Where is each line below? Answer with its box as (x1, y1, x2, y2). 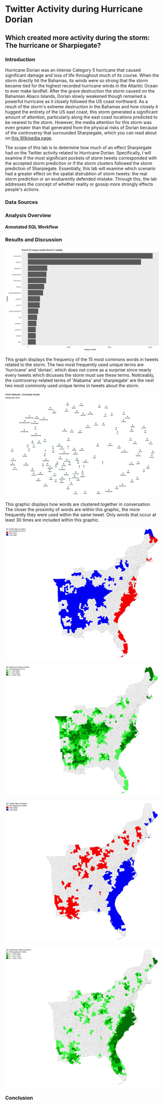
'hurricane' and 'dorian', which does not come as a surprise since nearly (5, 367, 152, 373)
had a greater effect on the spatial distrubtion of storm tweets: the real (5, 171, 147, 177)
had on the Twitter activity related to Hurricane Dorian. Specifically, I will (5, 150, 151, 155)
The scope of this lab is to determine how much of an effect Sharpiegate (5, 144, 152, 151)
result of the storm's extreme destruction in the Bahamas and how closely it (5, 103, 158, 109)
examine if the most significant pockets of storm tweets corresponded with (5, 155, 157, 161)
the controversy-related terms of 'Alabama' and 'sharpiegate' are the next (5, 377, 154, 383)
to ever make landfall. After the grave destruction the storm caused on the (5, 88, 155, 94)
